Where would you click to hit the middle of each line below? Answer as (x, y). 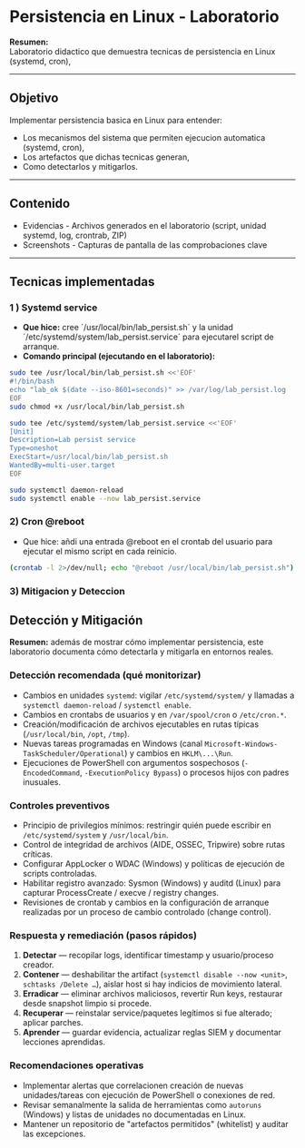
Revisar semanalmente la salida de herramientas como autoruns (142, 1104)
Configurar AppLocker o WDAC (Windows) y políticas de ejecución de (153, 863)
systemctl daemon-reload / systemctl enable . (107, 704)
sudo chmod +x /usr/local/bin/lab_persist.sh (97, 407)
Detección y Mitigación (76, 620)
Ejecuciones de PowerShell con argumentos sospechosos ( (133, 762)
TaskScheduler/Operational (74, 754)
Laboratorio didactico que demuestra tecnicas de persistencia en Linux (143, 51)
